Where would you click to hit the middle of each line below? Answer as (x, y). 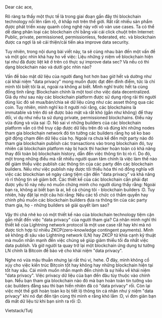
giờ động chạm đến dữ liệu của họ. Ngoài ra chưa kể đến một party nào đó (79, 138)
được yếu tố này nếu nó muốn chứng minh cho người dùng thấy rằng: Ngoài (81, 184)
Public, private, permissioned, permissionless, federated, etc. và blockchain (81, 37)
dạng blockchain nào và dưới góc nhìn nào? (48, 67)
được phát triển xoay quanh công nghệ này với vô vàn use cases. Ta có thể (80, 27)
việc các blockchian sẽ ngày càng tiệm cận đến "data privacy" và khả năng (80, 174)
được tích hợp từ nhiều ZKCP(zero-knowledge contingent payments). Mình (79, 230)
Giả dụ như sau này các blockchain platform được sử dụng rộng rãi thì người (81, 97)
